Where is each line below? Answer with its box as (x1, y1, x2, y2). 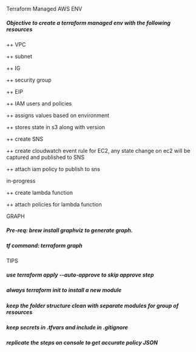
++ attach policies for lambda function (6, 200, 102, 208)
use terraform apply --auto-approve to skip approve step (6, 271, 154, 278)
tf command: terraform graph (6, 242, 83, 249)
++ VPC (6, 41, 26, 48)
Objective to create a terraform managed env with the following (6, 19, 171, 26)
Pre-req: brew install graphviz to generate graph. (6, 227, 133, 234)
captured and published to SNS (6, 153, 85, 161)
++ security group (6, 76, 52, 83)
